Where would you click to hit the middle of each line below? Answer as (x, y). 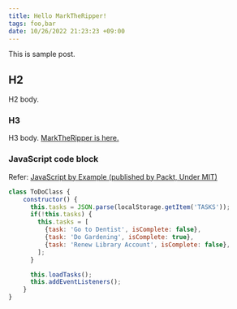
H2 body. (24, 99)
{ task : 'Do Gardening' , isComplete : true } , (119, 237)
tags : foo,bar (32, 24)
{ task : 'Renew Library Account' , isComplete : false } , (137, 245)
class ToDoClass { (39, 192)
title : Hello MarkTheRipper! (58, 16)
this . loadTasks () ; (61, 274)
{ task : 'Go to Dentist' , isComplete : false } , (123, 230)
